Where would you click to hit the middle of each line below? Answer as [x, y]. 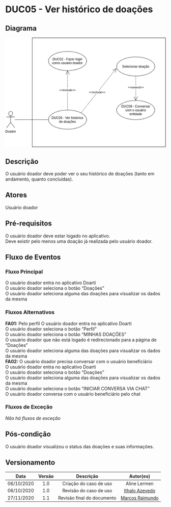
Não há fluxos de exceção [33, 418]
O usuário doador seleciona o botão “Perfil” [51, 329]
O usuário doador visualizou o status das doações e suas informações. [80, 446]
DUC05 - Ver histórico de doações [79, 9]
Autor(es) [139, 476]
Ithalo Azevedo [140, 491]
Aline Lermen [139, 484]
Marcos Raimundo [139, 498]
